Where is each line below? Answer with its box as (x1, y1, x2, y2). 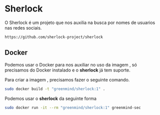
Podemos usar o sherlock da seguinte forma (4, 95, 97, 101)
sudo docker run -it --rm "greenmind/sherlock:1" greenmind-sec (4, 105, 141, 110)
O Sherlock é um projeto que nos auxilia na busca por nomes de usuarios (4, 19, 156, 25)
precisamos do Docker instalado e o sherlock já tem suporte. (4, 67, 131, 73)
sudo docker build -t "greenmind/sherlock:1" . (4, 86, 106, 91)
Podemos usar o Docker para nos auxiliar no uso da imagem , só (4, 61, 138, 67)
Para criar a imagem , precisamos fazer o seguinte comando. (4, 76, 130, 82)
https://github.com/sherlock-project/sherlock (4, 34, 103, 39)
